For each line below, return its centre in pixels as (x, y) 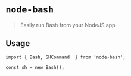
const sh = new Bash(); (35, 67)
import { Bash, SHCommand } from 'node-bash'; (66, 57)
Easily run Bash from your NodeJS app (68, 25)
